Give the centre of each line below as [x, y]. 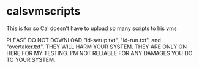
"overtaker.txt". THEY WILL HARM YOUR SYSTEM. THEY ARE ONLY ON [97, 47]
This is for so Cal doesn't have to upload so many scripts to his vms [92, 28]
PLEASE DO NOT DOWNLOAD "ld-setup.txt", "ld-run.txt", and [84, 40]
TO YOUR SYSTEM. [31, 59]
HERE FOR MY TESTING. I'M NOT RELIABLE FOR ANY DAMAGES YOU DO [99, 53]
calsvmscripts [43, 11]
